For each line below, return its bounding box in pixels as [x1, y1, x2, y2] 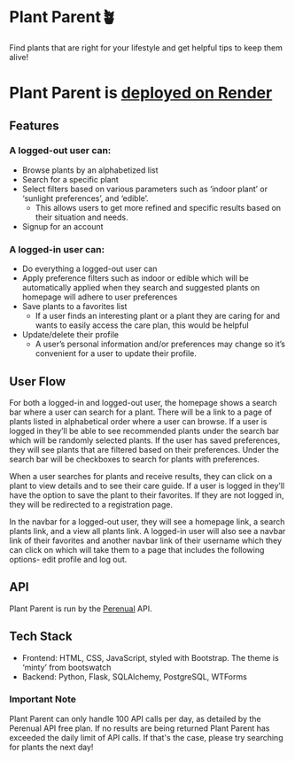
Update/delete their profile [21, 330, 120, 340]
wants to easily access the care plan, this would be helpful [35, 320, 250, 330]
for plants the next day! [9, 742, 94, 752]
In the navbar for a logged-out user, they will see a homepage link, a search [9, 516, 285, 527]
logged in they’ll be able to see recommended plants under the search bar [9, 425, 279, 436]
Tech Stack [9, 629, 73, 644]
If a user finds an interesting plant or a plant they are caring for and [35, 311, 281, 322]
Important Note [9, 693, 77, 705]
